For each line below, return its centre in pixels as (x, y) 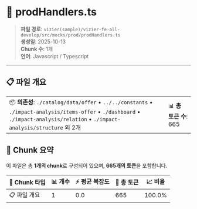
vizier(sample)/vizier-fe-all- (82, 29)
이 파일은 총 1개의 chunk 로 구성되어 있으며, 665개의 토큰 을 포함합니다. (87, 165)
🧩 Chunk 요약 (30, 150)
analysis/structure (36, 128)
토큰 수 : (178, 116)
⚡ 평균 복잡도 (92, 181)
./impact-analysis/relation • (51, 119)
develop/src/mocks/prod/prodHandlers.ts (70, 35)
